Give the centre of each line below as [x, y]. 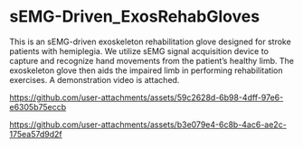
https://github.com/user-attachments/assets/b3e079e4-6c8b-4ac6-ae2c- [148, 125]
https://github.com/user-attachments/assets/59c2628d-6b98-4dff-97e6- [147, 97]
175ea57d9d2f [36, 134]
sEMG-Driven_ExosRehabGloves [135, 17]
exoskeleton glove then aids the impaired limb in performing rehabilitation [146, 70]
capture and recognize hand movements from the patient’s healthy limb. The [151, 60]
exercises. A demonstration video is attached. [95, 79]
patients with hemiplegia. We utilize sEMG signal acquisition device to [139, 51]
